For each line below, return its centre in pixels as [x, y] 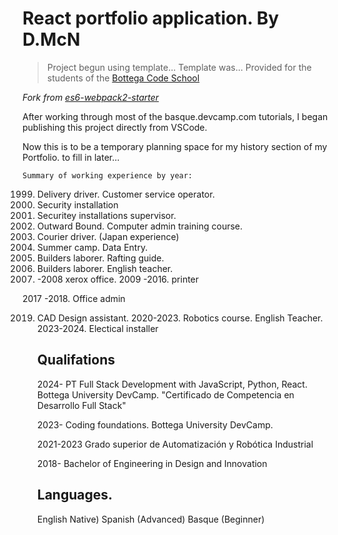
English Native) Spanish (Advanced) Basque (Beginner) [150, 519]
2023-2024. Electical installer [97, 328]
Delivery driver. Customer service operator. [125, 194]
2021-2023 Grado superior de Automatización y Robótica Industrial [175, 444]
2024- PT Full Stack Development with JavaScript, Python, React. [172, 384]
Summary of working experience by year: [108, 175]
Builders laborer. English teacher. [105, 268]
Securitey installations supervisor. [106, 215]
